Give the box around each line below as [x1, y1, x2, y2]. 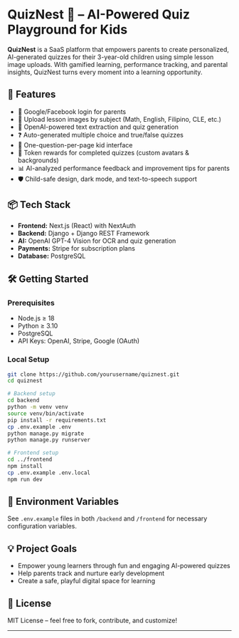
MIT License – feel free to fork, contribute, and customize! [7, 616, 178, 625]
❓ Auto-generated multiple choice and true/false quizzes [17, 130, 184, 139]
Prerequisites [7, 298, 55, 308]
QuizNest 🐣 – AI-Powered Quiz [7, 6, 191, 23]
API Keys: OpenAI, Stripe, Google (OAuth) [17, 337, 140, 345]
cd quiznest [7, 377, 43, 385]
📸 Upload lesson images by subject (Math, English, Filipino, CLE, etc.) [17, 115, 222, 123]
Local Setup [7, 355, 50, 365]
